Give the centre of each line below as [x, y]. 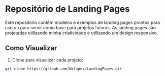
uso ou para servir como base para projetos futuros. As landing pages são [81, 27]
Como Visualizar [31, 48]
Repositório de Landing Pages [67, 9]
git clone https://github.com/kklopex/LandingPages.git [64, 69]
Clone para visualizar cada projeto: [48, 60]
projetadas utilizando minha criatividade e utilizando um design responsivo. [82, 33]
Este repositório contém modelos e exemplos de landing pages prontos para [82, 22]
